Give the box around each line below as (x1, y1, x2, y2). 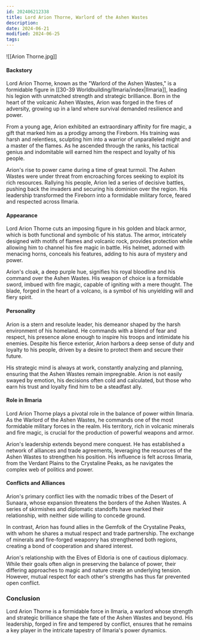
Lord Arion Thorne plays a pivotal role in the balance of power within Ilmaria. (6, 410, 194, 417)
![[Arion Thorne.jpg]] (6, 53, 57, 60)
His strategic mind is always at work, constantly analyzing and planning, (6, 364, 183, 371)
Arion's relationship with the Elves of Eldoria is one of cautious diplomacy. (6, 554, 188, 561)
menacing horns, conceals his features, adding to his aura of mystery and (6, 250, 188, 257)
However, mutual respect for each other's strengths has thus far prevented (6, 573, 190, 580)
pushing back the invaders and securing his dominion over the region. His (6, 186, 188, 193)
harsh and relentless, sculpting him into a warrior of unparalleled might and (6, 136, 191, 143)
